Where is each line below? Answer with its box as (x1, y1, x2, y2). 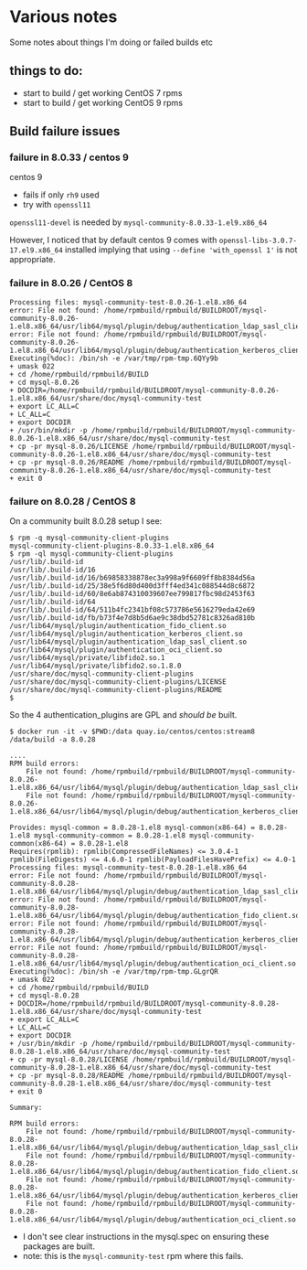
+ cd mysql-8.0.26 (9, 378, 79, 387)
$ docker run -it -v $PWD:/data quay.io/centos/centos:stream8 (9, 727, 256, 737)
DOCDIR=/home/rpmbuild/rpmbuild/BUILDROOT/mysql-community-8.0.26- (17, 386, 281, 395)
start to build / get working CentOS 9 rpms (22, 97, 184, 108)
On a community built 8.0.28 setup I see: (9, 516, 163, 527)
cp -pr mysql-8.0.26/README (17, 457, 125, 467)
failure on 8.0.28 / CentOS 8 (9, 495, 136, 507)
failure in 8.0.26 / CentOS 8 (9, 277, 133, 290)
